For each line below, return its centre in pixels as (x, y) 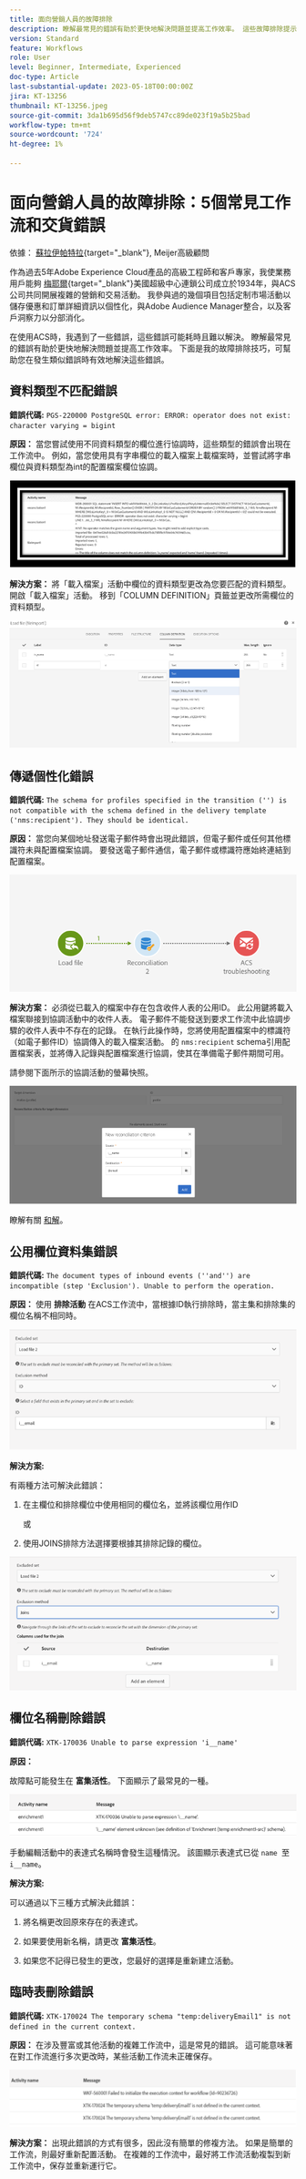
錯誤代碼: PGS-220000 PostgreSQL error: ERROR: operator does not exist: (150, 414)
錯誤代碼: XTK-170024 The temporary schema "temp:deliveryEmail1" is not (150, 2015)
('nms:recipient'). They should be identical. (99, 821)
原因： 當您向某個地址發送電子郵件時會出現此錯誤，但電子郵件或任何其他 (146, 839)
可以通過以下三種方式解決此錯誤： (73, 1902)
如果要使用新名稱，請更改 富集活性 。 (92, 1941)
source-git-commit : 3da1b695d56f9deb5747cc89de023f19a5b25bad (130, 115)
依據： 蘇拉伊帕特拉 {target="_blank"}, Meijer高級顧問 (109, 252)
